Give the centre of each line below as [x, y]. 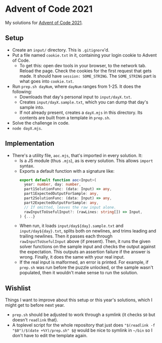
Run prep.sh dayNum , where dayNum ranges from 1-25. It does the [76, 86]
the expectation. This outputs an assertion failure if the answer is [85, 252]
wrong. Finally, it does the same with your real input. [72, 257]
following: [22, 91]
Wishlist [18, 288]
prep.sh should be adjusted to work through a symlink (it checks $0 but [84, 315]
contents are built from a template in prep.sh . [65, 118]
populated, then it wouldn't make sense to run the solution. [79, 273]
